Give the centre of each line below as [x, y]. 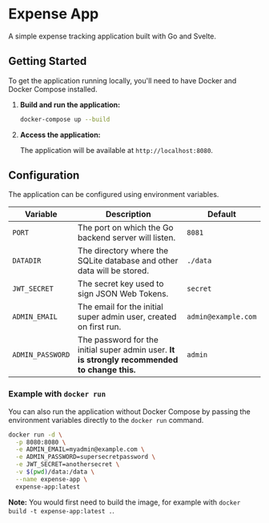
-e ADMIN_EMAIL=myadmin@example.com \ [80, 449]
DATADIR [27, 261]
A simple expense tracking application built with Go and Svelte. [112, 36]
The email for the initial [120, 307]
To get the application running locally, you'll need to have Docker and [122, 80]
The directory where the [123, 251]
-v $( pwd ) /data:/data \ [55, 472]
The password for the [118, 340]
